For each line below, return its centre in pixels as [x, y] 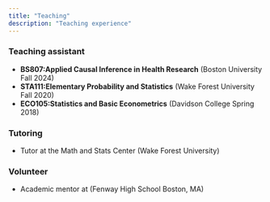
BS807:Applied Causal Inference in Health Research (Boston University [141, 69]
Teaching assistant [46, 52]
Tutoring [25, 133]
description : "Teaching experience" [70, 23]
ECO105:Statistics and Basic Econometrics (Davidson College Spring [137, 103]
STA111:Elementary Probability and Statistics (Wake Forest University [137, 86]
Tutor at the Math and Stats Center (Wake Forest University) [120, 151]
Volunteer [28, 172]
